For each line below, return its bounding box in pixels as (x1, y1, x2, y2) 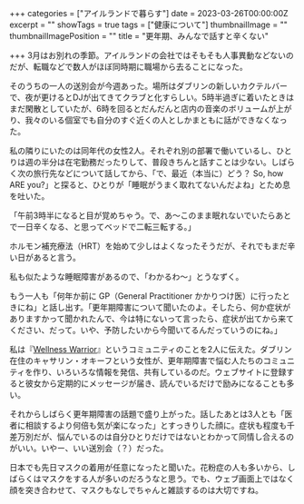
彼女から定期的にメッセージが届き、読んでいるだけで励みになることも (25, 378, 288, 389)
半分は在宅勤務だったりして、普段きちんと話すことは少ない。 (40, 157, 271, 167)
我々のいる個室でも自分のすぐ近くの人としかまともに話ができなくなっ (25, 114, 288, 125)
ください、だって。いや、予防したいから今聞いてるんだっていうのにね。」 (9, 325, 283, 335)
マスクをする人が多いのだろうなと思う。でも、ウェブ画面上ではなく (40, 473, 295, 484)
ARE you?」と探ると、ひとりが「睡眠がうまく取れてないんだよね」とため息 (9, 180, 291, 190)
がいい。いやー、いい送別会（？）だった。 (9, 443, 169, 453)
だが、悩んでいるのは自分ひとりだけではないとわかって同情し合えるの (33, 431, 295, 442)
